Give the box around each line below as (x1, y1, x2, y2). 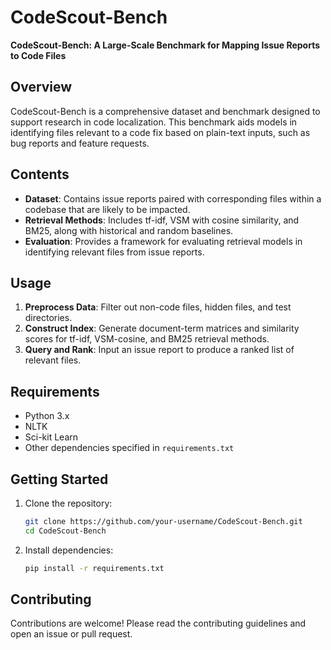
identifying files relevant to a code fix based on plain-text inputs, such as (10, 126, 311, 138)
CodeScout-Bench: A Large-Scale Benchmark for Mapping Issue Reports (10, 39, 321, 51)
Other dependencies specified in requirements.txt (24, 442, 235, 454)
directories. (24, 312, 73, 324)
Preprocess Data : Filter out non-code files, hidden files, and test (24, 301, 292, 313)
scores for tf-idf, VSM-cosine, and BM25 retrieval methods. (24, 333, 270, 345)
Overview (10, 79, 73, 96)
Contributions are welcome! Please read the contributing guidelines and (10, 617, 307, 630)
